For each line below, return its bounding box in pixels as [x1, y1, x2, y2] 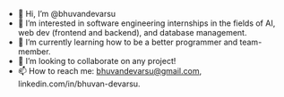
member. [17, 46, 51, 57]
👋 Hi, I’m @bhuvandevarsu [17, 9, 116, 19]
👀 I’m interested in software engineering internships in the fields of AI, [17, 18, 276, 28]
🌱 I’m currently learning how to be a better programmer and [17, 36, 238, 47]
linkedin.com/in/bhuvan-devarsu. [17, 78, 141, 89]
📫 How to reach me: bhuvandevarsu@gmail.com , [17, 66, 202, 76]
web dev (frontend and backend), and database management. [17, 28, 247, 37]
